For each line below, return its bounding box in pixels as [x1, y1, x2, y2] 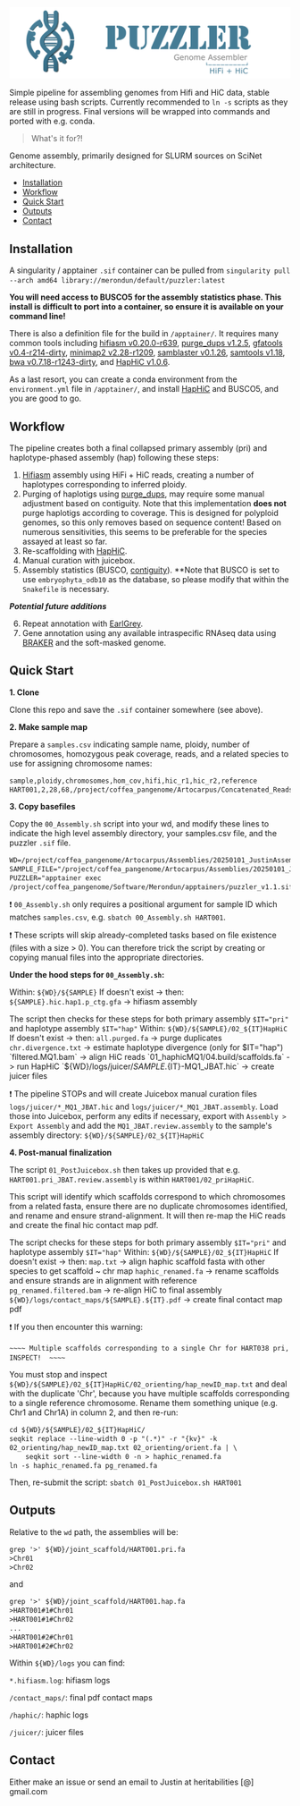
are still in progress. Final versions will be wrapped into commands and [9, 106, 271, 117]
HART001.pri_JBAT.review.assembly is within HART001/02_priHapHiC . [9, 1174, 254, 1184]
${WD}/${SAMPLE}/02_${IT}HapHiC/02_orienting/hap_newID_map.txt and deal [9, 1378, 287, 1389]
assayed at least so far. [21, 536, 108, 547]
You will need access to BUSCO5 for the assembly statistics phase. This [9, 292, 282, 302]
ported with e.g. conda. [9, 115, 96, 127]
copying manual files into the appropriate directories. [9, 952, 204, 962]
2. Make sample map [9, 721, 87, 732]
